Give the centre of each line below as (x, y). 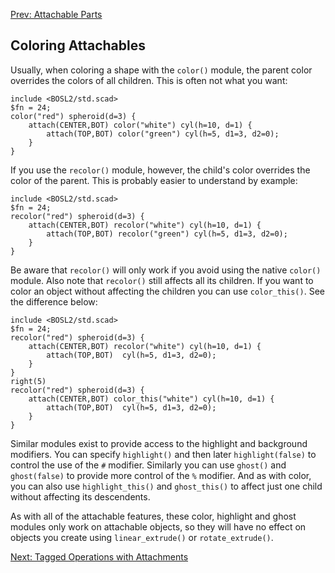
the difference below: (54, 301)
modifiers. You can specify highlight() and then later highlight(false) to (163, 454)
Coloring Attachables (78, 45)
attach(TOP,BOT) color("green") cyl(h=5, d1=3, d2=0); (163, 134)
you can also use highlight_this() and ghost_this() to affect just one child (166, 486)
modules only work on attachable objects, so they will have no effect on (158, 526)
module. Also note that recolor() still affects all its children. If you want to (162, 280)
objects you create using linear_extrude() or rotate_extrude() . (142, 537)
